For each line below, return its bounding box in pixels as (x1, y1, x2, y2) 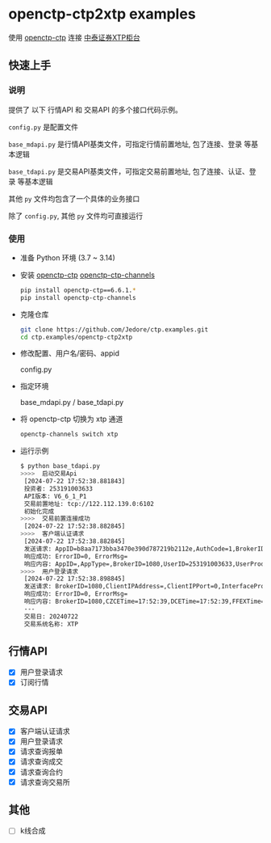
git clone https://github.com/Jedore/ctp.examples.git (19, 325, 209, 334)
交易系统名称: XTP (23, 620, 79, 628)
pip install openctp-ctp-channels (19, 293, 136, 301)
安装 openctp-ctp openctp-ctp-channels (19, 270, 156, 280)
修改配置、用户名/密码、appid (19, 348, 119, 358)
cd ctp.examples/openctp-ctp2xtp (19, 333, 133, 341)
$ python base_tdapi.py (19, 462, 101, 470)
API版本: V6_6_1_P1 (23, 492, 87, 500)
